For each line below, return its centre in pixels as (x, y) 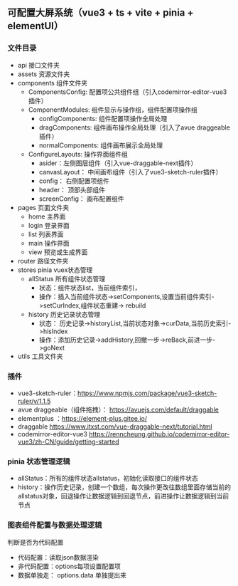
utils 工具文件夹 (40, 356)
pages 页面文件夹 (43, 207)
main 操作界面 (49, 243)
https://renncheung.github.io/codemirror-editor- (159, 434)
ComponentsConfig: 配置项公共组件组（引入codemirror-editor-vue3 (128, 92)
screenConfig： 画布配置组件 (81, 199)
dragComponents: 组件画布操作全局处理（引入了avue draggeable (135, 127)
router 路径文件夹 (43, 261)
